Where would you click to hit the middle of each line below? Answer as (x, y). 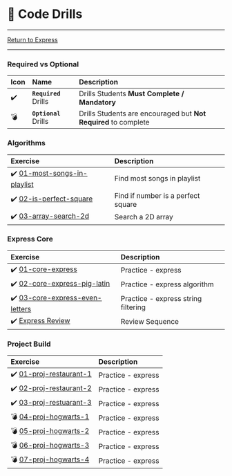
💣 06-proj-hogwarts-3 (50, 446)
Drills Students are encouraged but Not (142, 113)
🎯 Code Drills (45, 14)
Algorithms (27, 143)
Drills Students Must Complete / (132, 94)
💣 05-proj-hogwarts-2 (50, 431)
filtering (133, 307)
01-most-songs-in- (53, 173)
